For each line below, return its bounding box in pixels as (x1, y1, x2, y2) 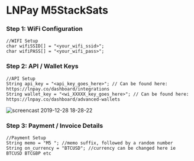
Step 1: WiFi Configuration (6, 25, 83, 33)
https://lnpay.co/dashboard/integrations (6, 86, 110, 92)
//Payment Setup (6, 135, 46, 141)
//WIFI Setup (6, 38, 38, 44)
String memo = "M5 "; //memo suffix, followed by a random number (6, 140, 173, 146)
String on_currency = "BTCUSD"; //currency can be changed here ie (6, 146, 176, 152)
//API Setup (6, 75, 35, 82)
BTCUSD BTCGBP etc (6, 150, 51, 157)
